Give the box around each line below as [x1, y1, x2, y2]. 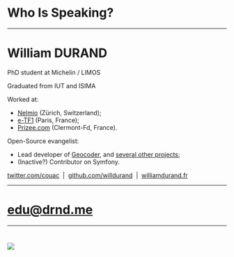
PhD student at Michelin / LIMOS [7, 68, 101, 76]
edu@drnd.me [7, 202, 93, 218]
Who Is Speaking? [7, 5, 114, 21]
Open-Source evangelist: [7, 137, 79, 145]
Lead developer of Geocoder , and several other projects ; [17, 150, 180, 158]
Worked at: [7, 95, 39, 103]
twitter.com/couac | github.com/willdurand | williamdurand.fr [7, 171, 188, 179]
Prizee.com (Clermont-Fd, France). [17, 123, 118, 131]
